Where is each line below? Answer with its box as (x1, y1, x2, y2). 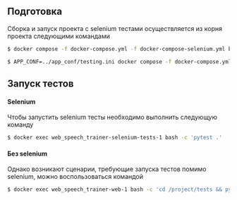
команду (7, 120, 34, 129)
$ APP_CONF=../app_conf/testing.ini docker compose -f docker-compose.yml (7, 58, 232, 65)
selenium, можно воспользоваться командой (7, 173, 143, 181)
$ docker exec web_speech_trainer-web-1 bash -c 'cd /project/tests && (7, 186, 222, 193)
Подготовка (7, 6, 62, 18)
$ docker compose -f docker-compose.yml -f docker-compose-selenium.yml (7, 45, 226, 52)
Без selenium (7, 149, 48, 158)
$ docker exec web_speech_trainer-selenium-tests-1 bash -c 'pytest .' (7, 134, 222, 142)
